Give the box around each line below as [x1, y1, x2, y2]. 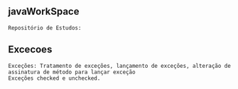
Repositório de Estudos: [8, 24, 82, 31]
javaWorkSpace [8, 6, 80, 18]
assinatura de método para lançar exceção [8, 69, 136, 76]
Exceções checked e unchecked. [8, 74, 101, 82]
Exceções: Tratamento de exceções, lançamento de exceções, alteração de [8, 62, 232, 69]
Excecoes [8, 44, 53, 56]
